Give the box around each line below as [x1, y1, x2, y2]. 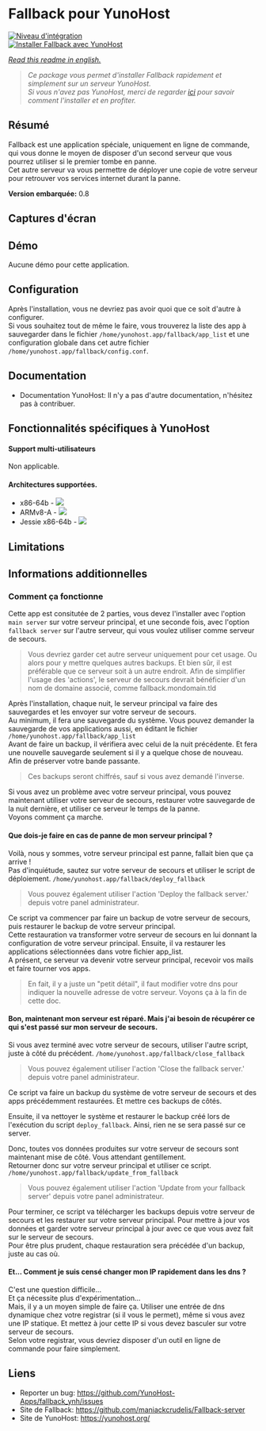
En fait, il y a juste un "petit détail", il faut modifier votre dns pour [27, 978, 239, 989]
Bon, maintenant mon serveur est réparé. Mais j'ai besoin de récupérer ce [8, 1014, 256, 1024]
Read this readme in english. [8, 55, 101, 64]
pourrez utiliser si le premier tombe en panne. [8, 156, 157, 166]
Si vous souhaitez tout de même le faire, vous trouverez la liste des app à [8, 321, 247, 330]
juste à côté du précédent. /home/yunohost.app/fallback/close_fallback [8, 1048, 245, 1058]
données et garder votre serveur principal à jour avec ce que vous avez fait [8, 1224, 253, 1233]
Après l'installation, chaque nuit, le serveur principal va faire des [8, 699, 218, 708]
